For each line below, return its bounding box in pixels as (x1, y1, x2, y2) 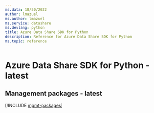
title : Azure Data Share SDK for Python (5, 30, 89, 35)
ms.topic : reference (5, 39, 47, 44)
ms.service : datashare (5, 20, 51, 26)
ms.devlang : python (5, 25, 45, 30)
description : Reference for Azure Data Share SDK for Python (5, 35, 132, 39)
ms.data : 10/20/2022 (5, 7, 47, 12)
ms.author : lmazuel (5, 16, 45, 21)
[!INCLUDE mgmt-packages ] (5, 102, 63, 108)
